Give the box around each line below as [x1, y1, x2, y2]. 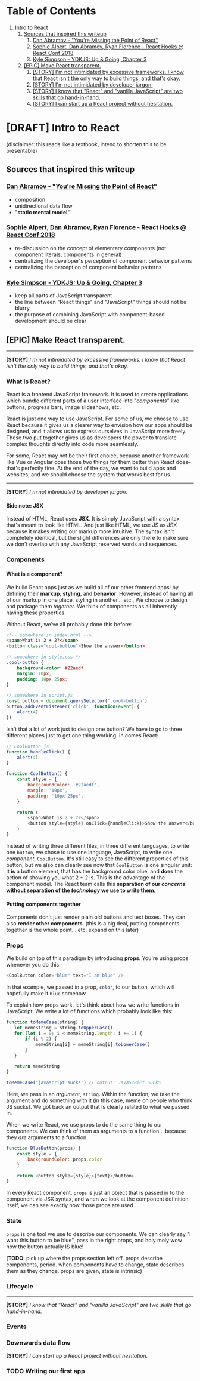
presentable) [6, 147, 37, 154]
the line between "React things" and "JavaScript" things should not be [14, 299, 187, 306]
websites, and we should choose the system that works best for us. [6, 471, 171, 478]
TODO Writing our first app [6, 1367, 85, 1376]
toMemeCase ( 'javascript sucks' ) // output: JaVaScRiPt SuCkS [6, 1079, 161, 1086]
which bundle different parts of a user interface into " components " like [6, 397, 180, 404]
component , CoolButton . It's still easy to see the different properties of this [6, 855, 189, 862]
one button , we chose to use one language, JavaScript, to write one [6, 848, 173, 856]
